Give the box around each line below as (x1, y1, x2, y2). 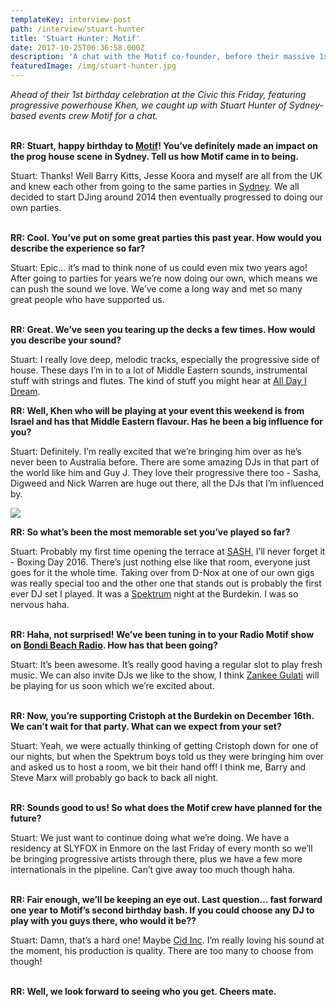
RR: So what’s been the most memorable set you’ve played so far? (10, 526, 291, 538)
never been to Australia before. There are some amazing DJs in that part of (10, 456, 320, 468)
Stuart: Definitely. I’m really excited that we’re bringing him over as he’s (10, 446, 302, 457)
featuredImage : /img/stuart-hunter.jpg (10, 61, 177, 71)
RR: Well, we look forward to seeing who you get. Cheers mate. (10, 986, 277, 997)
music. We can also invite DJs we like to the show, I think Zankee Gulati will (10, 669, 320, 681)
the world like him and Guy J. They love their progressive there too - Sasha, (10, 467, 322, 478)
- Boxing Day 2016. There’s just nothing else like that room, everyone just (10, 556, 311, 568)
